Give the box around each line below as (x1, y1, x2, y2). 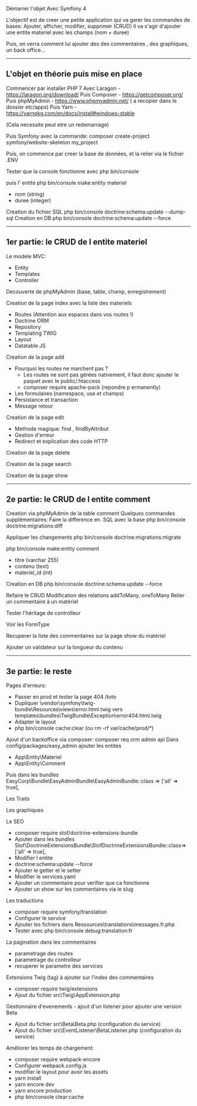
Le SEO (6, 818, 25, 825)
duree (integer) (14, 196, 52, 204)
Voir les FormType (6, 621, 50, 628)
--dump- (165, 208, 186, 215)
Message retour (14, 402, 53, 409)
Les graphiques (6, 807, 44, 814)
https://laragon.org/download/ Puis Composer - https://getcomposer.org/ (6, 91, 184, 98)
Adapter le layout (14, 718, 56, 725)
